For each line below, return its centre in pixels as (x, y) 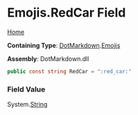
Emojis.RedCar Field (67, 13)
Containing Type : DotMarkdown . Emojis (64, 45)
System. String (27, 105)
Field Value (26, 89)
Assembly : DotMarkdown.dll (48, 59)
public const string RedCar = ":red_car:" (69, 71)
